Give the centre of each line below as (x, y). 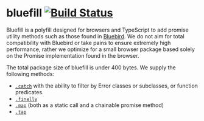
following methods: (30, 74)
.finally (26, 99)
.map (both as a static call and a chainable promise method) (90, 105)
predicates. (29, 92)
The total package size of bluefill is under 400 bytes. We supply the (91, 67)
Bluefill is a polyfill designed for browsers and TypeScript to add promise (97, 30)
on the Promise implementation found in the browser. (73, 55)
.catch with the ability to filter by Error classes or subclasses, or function (106, 86)
